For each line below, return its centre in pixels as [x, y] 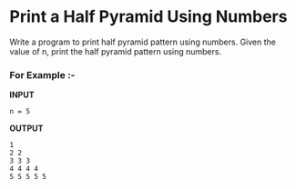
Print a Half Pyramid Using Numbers [148, 17]
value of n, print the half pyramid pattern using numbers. [115, 51]
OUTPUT [26, 128]
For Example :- [42, 75]
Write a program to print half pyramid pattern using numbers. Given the [143, 42]
